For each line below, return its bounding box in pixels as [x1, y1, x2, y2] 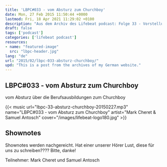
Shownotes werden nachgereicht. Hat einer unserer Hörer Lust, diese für [5, 142, 155, 148]
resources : [5, 40, 28, 45]
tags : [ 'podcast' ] [5, 30, 43, 35]
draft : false [5, 26, 32, 31]
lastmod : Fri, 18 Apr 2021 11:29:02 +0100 [5, 16, 94, 21]
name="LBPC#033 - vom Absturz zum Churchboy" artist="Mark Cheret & [5, 109, 156, 115]
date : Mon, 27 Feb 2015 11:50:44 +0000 [5, 12, 88, 17]
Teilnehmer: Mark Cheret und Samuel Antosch [5, 157, 100, 163]
